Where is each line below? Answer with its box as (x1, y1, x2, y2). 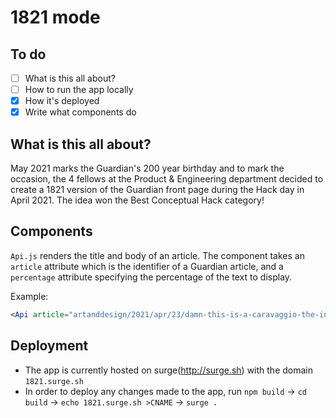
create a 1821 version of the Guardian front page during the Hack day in (10, 184, 305, 196)
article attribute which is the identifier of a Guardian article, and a (10, 260, 284, 272)
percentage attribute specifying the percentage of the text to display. (10, 271, 293, 283)
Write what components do (24, 106, 137, 118)
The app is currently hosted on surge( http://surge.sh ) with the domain (24, 364, 313, 376)
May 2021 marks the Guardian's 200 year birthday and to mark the (10, 162, 285, 175)
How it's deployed (24, 95, 100, 107)
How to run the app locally (24, 84, 134, 96)
